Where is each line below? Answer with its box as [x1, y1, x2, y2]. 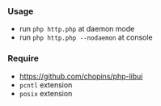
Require [7, 53, 40, 64]
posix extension [19, 88, 73, 98]
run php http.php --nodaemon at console [19, 32, 153, 42]
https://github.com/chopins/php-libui [19, 71, 143, 81]
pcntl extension [19, 79, 73, 90]
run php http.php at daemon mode [19, 24, 135, 34]
